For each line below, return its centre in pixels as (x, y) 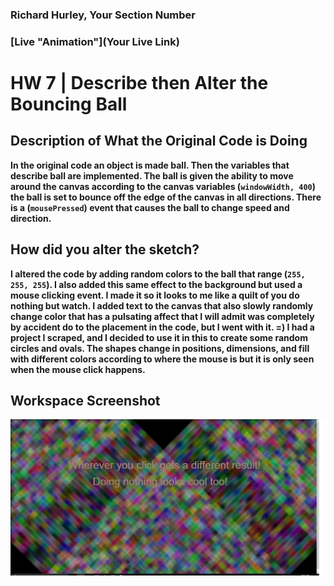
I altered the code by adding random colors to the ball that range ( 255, (158, 274)
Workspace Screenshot (85, 401)
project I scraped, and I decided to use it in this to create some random (159, 337)
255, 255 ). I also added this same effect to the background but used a (156, 284)
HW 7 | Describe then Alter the (139, 83)
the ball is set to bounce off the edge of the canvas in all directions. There (166, 197)
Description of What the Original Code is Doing (159, 141)
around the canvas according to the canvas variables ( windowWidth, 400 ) (163, 186)
